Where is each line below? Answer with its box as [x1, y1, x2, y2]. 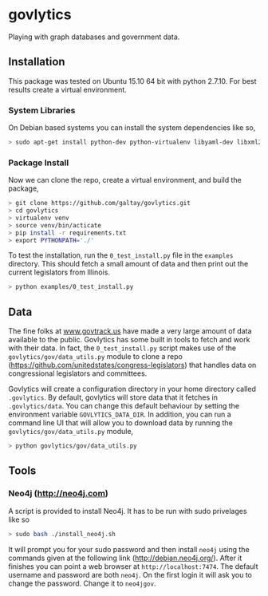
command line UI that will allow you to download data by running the [8, 418, 233, 428]
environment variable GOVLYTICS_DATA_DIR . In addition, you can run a [8, 409, 231, 420]
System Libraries [8, 105, 76, 116]
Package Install [8, 157, 69, 168]
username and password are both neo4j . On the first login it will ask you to [8, 570, 253, 579]
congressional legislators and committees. [8, 369, 148, 378]
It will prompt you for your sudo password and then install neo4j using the [8, 544, 250, 554]
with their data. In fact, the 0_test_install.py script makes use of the [8, 343, 237, 353]
